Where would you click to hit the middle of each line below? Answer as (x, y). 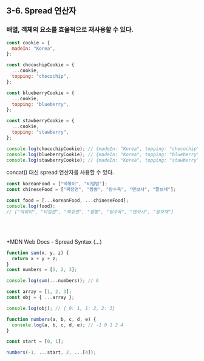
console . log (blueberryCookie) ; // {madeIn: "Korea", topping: (87, 154)
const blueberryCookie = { (40, 93)
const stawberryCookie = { (40, 121)
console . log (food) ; (31, 206)
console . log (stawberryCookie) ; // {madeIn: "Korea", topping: (87, 160)
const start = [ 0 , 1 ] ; (35, 342)
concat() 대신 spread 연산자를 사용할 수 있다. (60, 173)
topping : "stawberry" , (40, 132)
